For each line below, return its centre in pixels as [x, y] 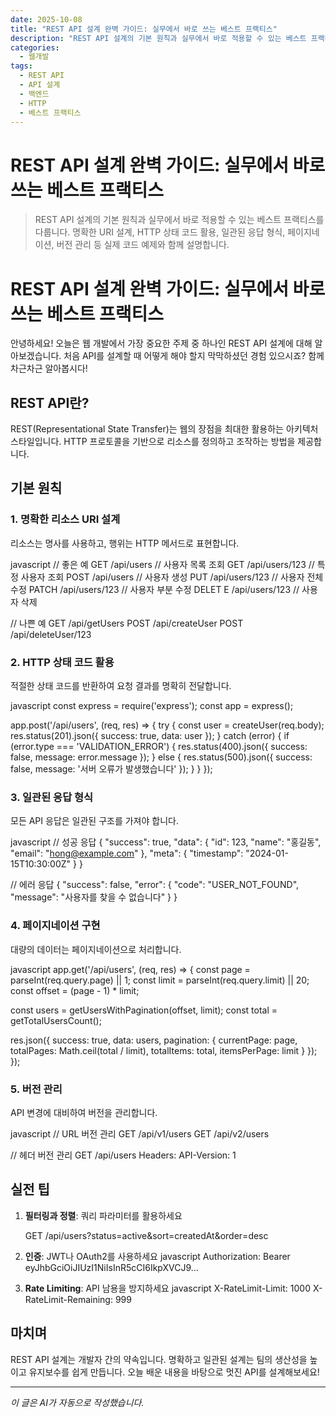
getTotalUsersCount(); [56, 1020]
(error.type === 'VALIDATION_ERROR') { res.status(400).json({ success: [159, 747]
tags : [21, 66]
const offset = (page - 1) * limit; [75, 990]
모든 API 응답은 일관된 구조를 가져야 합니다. [94, 821]
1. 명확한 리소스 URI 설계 [65, 519]
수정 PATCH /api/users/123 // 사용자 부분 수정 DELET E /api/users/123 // [155, 589]
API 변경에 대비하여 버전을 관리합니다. [84, 1112]
